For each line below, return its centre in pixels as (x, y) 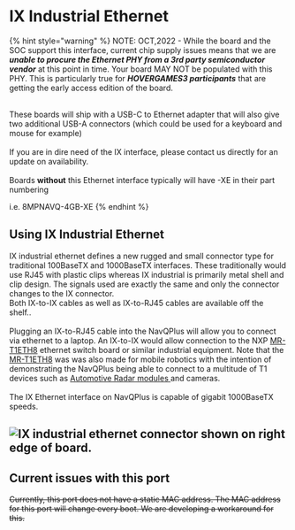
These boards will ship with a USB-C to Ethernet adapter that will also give (144, 114)
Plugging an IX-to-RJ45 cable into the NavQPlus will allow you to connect (143, 331)
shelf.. (20, 312)
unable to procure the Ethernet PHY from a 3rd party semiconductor (137, 59)
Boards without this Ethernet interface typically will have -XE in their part (142, 180)
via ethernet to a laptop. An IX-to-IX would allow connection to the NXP (139, 340)
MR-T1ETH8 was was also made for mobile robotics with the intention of (140, 359)
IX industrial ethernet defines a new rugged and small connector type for (142, 256)
